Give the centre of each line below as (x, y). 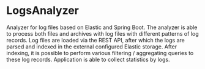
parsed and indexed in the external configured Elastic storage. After (92, 47)
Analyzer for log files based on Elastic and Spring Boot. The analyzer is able (102, 27)
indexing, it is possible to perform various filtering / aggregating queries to (100, 53)
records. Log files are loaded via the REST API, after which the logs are (95, 40)
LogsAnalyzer (43, 11)
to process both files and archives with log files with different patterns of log (102, 33)
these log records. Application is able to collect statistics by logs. (88, 59)
